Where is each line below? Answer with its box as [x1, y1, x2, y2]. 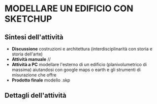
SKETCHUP [4, 13, 52, 25]
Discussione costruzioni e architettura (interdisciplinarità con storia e [11, 46, 153, 52]
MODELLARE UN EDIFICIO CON [4, 3, 133, 14]
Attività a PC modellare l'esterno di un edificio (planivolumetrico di [11, 62, 147, 67]
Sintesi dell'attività [4, 33, 63, 41]
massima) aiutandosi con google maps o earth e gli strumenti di [11, 67, 141, 73]
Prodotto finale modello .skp [11, 77, 70, 83]
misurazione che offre [11, 72, 57, 78]
